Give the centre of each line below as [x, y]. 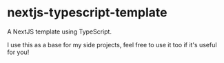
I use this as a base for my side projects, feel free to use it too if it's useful [112, 45]
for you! [18, 52]
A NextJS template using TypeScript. [60, 32]
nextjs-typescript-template [87, 13]
